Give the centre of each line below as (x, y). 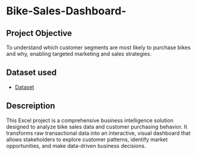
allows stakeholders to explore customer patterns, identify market (87, 139)
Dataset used (31, 73)
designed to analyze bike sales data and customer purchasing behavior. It (97, 126)
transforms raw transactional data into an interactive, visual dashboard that (98, 133)
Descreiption (31, 106)
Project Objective (39, 33)
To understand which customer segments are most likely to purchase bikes (98, 47)
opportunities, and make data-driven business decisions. (76, 145)
